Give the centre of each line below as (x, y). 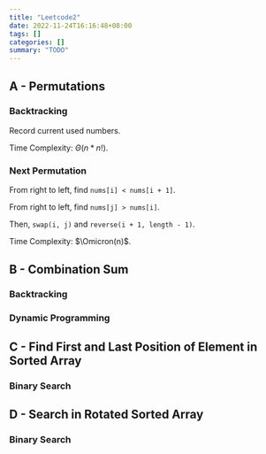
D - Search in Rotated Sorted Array (106, 415)
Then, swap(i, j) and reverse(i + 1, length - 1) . (103, 224)
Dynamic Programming (60, 318)
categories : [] (37, 42)
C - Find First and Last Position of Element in (133, 346)
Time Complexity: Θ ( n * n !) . (59, 148)
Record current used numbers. (65, 130)
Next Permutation (48, 171)
